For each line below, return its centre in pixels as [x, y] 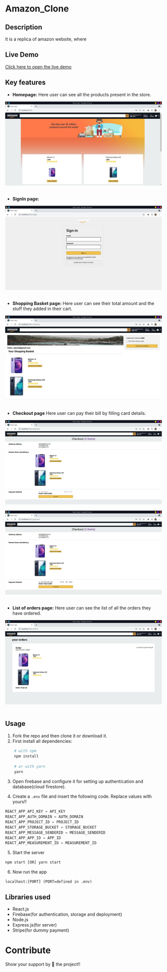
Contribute [28, 950]
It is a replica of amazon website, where [46, 39]
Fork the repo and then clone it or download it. [60, 736]
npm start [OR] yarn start [33, 862]
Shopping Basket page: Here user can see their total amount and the [83, 304]
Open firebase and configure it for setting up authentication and [78, 781]
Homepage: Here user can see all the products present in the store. [82, 94]
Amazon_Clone [37, 9]
